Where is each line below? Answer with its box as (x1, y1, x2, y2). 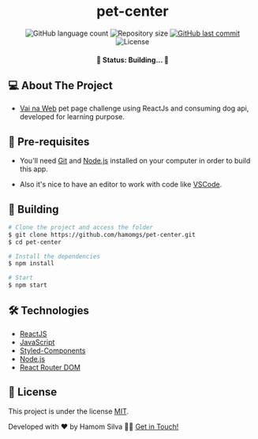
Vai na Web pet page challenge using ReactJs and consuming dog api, (19, 103, 249, 113)
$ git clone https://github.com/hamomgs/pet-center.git (8, 231, 196, 238)
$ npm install (8, 260, 55, 268)
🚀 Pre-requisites (8, 135, 90, 148)
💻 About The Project (8, 78, 113, 92)
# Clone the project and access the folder (8, 223, 154, 231)
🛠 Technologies (8, 304, 89, 317)
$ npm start (8, 281, 47, 290)
